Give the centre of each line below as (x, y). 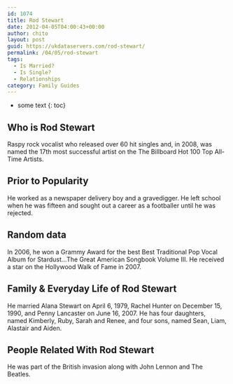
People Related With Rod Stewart (81, 350)
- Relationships (37, 79)
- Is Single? (33, 72)
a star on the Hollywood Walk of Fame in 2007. (74, 266)
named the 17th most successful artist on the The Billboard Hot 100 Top (110, 152)
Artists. (34, 159)
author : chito (28, 33)
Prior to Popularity (48, 181)
